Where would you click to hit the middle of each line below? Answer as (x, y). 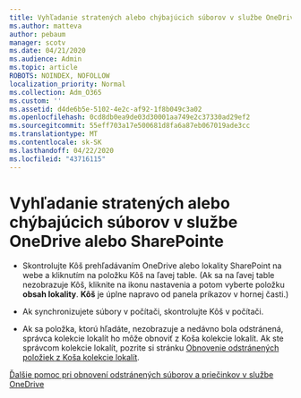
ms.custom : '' (36, 101)
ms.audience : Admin (46, 59)
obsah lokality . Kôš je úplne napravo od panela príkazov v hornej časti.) (155, 294)
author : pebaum (38, 34)
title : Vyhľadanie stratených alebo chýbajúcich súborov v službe (136, 17)
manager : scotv (38, 42)
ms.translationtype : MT (54, 134)
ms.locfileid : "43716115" (57, 159)
